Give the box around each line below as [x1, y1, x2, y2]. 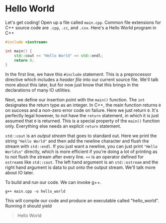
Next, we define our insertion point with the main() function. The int [5, 97, 145, 103]
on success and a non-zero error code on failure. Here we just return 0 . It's [5, 107, 159, 113]
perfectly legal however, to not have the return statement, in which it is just [5, 113, 159, 119]
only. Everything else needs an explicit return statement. [5, 123, 122, 129]
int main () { [5, 48, 32, 54]
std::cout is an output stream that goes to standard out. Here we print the [5, 133, 157, 139]
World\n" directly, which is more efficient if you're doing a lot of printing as [5, 149, 158, 154]
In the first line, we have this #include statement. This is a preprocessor [5, 72, 152, 77]
